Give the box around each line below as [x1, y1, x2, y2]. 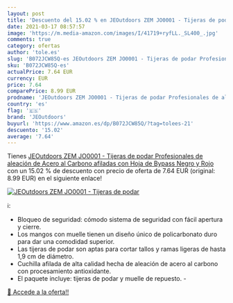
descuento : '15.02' [7, 126, 64, 133]
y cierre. [17, 223, 42, 231]
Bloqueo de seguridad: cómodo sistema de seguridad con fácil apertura [17, 215, 223, 224]
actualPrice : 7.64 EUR [7, 68, 73, 75]
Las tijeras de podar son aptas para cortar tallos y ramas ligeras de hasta [17, 245, 226, 254]
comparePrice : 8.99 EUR [7, 88, 76, 95]
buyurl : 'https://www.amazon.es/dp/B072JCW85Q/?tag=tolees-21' [7, 120, 194, 127]
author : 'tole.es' [7, 49, 60, 56]
